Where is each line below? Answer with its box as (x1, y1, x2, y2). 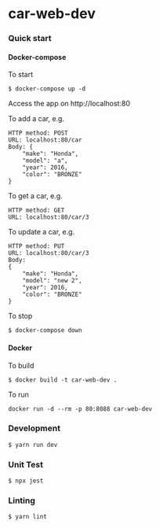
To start (8, 70, 34, 79)
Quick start (8, 33, 53, 44)
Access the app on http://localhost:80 (8, 99, 131, 109)
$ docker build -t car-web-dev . (8, 375, 118, 384)
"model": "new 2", (22, 277, 82, 285)
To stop (8, 312, 33, 321)
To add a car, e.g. (8, 114, 65, 124)
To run (8, 390, 30, 399)
